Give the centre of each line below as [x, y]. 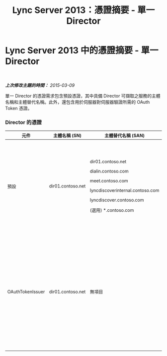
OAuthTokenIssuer [26, 292]
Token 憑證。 [19, 108]
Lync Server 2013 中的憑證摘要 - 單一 [82, 51]
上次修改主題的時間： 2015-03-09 [40, 85]
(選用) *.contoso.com [112, 210]
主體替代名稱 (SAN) [125, 135]
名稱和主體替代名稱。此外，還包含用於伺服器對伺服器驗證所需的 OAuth [78, 102]
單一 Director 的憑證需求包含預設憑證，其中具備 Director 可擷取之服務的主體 [83, 96]
